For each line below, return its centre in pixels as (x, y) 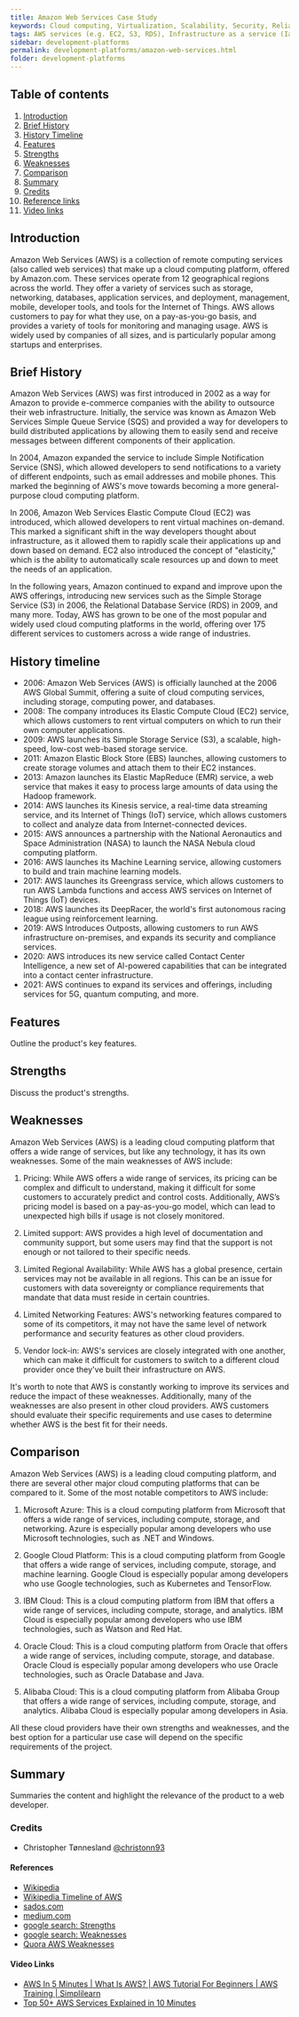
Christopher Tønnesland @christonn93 (94, 1848)
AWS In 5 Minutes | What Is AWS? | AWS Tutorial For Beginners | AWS (150, 1984)
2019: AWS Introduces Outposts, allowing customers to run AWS (141, 928)
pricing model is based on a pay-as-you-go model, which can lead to (149, 1206)
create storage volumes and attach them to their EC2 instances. (139, 768)
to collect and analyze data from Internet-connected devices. (135, 824)
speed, (35, 749)
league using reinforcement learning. (90, 918)
